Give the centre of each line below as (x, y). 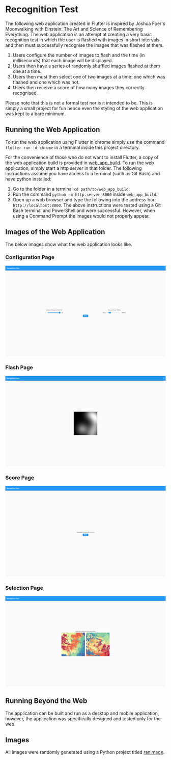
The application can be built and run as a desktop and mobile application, (82, 713)
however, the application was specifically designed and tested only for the (83, 718)
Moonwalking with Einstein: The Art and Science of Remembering (74, 29)
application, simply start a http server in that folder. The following (74, 168)
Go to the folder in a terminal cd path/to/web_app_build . (71, 189)
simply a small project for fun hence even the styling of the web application (84, 108)
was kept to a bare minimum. (36, 114)
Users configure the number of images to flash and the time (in (79, 55)
